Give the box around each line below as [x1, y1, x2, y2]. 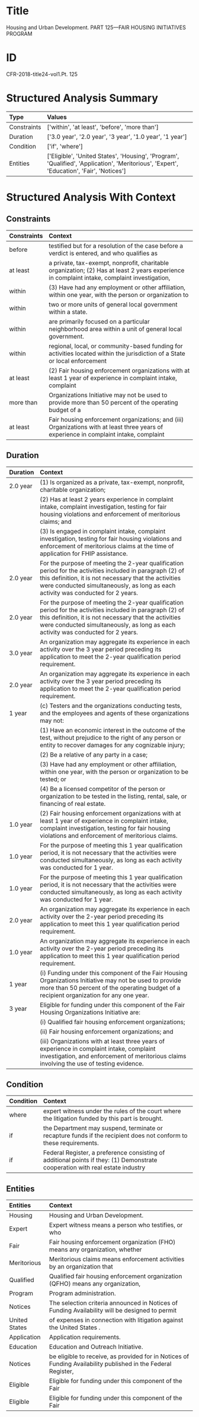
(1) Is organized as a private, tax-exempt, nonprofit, [40, 478, 185, 486]
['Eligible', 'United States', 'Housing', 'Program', [47, 151, 179, 160]
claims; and [40, 517, 72, 526]
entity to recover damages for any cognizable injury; [40, 741, 185, 749]
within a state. [49, 308, 88, 316]
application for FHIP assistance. [40, 549, 129, 558]
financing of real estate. [40, 799, 106, 808]
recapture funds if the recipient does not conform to [43, 1131, 188, 1140]
